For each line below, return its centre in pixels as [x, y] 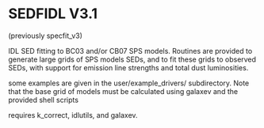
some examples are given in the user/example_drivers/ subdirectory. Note [129, 83]
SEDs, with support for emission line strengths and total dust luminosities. [128, 67]
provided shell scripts [44, 100]
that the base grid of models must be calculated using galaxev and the [123, 91]
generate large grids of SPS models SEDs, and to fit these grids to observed [132, 59]
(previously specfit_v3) [46, 36]
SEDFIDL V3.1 [53, 14]
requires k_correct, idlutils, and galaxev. [73, 115]
